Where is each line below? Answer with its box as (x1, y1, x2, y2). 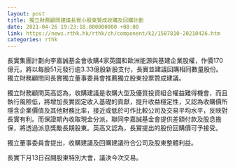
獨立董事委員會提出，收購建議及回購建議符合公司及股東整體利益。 (7, 139, 197, 147)
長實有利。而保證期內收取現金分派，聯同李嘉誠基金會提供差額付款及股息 (7, 115, 215, 123)
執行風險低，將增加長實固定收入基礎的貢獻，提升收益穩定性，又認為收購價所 (7, 97, 228, 106)
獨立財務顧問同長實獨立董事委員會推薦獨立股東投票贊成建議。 (7, 74, 185, 83)
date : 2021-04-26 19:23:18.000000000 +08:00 (7, 23, 139, 30)
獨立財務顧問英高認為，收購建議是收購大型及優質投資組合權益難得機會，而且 (7, 89, 228, 97)
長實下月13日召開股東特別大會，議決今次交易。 (7, 153, 143, 162)
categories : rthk (7, 36, 58, 43)
